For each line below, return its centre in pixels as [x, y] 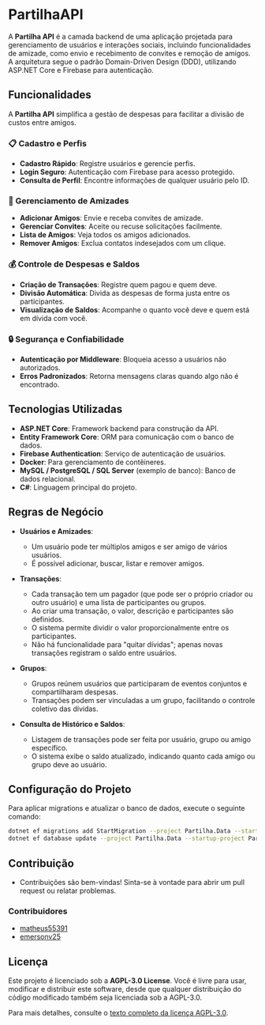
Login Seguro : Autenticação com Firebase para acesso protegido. [127, 172]
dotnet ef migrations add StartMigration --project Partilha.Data [119, 831]
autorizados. [40, 367]
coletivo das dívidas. [65, 709]
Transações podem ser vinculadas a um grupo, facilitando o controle [143, 700]
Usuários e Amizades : [56, 531]
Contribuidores [38, 911]
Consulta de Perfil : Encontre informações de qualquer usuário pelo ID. [134, 180]
